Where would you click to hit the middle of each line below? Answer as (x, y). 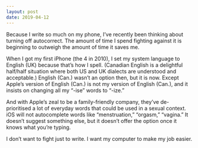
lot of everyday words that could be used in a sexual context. (111, 108)
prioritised (19, 108)
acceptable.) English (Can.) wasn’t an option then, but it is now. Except (93, 78)
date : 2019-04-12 (28, 17)
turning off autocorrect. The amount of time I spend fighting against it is (94, 41)
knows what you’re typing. (39, 127)
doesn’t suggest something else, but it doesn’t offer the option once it (92, 121)
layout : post (22, 12)
